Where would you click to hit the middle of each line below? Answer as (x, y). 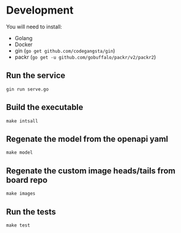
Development (40, 10)
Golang (23, 38)
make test (18, 225)
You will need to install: (34, 27)
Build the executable (45, 107)
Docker (24, 44)
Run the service (36, 75)
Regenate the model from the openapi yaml (87, 139)
